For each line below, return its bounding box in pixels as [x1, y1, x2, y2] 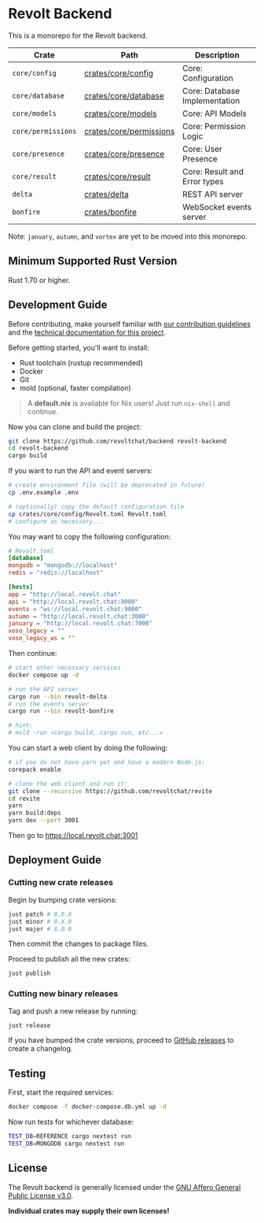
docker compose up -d [8, 671, 79, 679]
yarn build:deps [8, 809, 61, 817]
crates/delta [83, 188, 130, 199]
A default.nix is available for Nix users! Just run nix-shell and [27, 398, 230, 408]
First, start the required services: [8, 1088, 114, 1097]
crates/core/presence [83, 148, 165, 159]
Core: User [181, 143, 222, 154]
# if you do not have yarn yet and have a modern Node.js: [8, 758, 206, 766]
